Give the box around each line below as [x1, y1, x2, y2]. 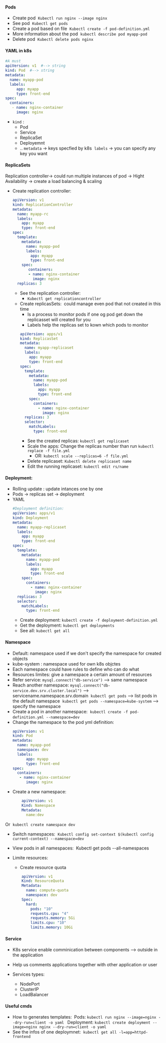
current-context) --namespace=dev [12, 836, 84, 841]
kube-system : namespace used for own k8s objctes [12, 661, 121, 667]
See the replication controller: [19, 290, 81, 296]
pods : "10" [30, 906, 53, 911]
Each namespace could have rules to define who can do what [12, 666, 140, 672]
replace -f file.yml [27, 448, 70, 453]
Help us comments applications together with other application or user [12, 962, 158, 968]
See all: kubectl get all [19, 628, 70, 634]
